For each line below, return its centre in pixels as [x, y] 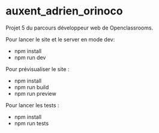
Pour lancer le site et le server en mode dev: [60, 39]
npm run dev [30, 57]
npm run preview [35, 93]
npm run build [31, 87]
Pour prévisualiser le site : [37, 69]
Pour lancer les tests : [32, 105]
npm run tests [31, 123]
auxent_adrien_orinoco [64, 11]
